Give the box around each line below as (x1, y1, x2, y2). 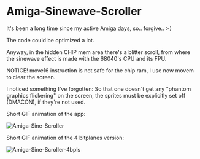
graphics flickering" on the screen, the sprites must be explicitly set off (6, 91, 186, 99)
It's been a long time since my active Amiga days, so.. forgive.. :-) (6, 25, 172, 32)
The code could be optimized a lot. (6, 36, 94, 44)
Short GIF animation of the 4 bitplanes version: (6, 134, 125, 141)
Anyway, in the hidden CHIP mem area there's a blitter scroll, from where (6, 48, 191, 56)
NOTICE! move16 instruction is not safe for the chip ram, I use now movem (6, 66, 194, 74)
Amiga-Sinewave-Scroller (6, 4, 142, 18)
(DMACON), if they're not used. (6, 98, 86, 106)
